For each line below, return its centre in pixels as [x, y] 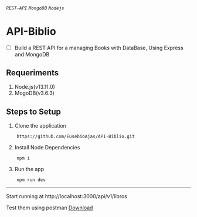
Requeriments [33, 73]
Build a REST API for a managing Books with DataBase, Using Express [99, 48]
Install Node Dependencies [47, 148]
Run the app [29, 169]
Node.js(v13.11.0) [35, 87]
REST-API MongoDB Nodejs [35, 8]
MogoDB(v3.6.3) [34, 93]
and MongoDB [32, 54]
